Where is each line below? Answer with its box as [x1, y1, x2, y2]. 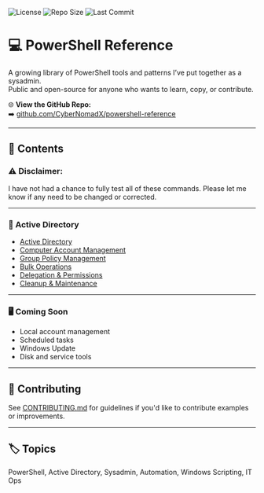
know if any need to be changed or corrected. [8, 192, 157, 201]
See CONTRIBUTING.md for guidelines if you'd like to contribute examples [8, 403, 249, 413]
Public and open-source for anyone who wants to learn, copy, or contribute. [8, 84, 254, 94]
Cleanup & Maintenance [19, 278, 97, 288]
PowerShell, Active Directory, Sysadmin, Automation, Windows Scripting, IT [8, 467, 253, 476]
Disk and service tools [19, 352, 92, 362]
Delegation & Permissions [19, 270, 103, 279]
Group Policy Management [19, 253, 106, 263]
